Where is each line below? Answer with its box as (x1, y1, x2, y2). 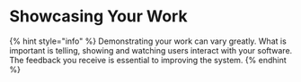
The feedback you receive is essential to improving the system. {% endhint (9, 54, 288, 65)
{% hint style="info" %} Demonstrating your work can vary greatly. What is (9, 36, 288, 46)
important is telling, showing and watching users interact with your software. (9, 45, 293, 55)
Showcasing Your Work (9, 6, 188, 27)
